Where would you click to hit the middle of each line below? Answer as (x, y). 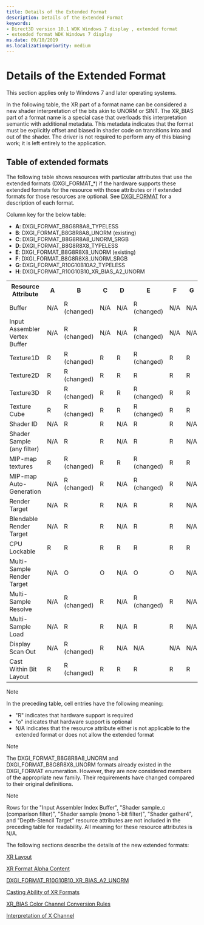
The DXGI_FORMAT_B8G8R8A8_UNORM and (62, 758)
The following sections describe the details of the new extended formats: (98, 845)
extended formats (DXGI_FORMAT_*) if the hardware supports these (91, 183)
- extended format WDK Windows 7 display (59, 35)
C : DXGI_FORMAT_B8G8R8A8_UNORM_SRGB (72, 239)
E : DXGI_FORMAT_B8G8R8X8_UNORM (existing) (75, 252)
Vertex (19, 336)
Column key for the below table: (46, 214)
